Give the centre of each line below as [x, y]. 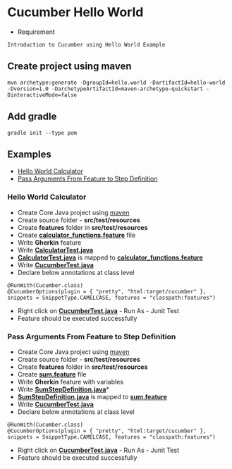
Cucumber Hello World [75, 12]
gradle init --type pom [42, 133]
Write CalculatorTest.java [55, 250]
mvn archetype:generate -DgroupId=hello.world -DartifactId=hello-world [116, 83]
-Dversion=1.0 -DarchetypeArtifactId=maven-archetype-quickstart [105, 89]
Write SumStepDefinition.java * [63, 389]
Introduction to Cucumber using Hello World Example [86, 44]
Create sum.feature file [52, 374]
